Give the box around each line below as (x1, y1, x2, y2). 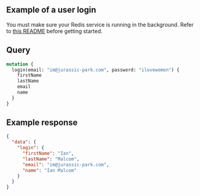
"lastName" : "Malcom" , (22, 156, 80, 162)
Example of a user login (6, 5, 97, 15)
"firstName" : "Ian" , (22, 150, 74, 157)
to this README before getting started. (6, 27, 103, 35)
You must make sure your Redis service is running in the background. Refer (6, 21, 194, 28)
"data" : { (11, 139, 36, 145)
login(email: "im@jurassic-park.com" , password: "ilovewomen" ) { (11, 67, 180, 73)
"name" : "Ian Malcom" (22, 167, 77, 174)
